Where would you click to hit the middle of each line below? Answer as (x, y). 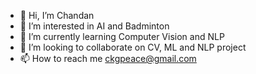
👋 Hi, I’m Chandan (57, 15)
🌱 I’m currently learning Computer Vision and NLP (122, 36)
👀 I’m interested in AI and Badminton (94, 26)
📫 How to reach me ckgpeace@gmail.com (108, 58)
